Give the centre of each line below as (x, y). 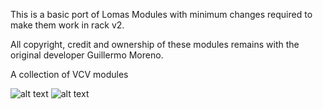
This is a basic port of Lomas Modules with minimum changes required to (161, 14)
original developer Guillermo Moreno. (87, 55)
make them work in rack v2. (67, 25)
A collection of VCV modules (69, 74)
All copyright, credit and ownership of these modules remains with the (155, 44)
